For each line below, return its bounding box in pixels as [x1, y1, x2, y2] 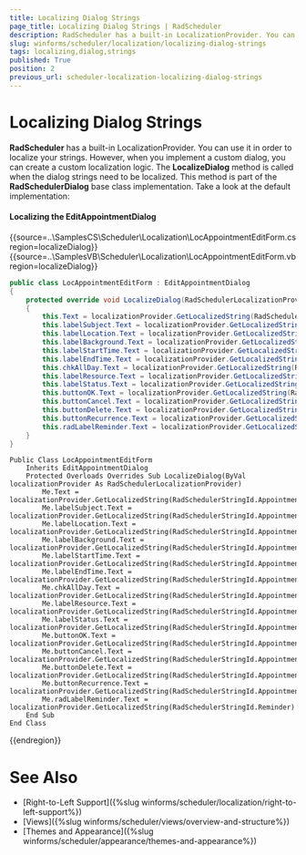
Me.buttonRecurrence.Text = [42, 679, 148, 688]
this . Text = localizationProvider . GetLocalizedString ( [42, 312, 255, 322]
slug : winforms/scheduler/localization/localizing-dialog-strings [9, 38, 267, 48]
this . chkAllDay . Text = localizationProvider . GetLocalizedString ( [42, 363, 296, 372]
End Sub [25, 711, 55, 720]
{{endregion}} [9, 735, 62, 746]
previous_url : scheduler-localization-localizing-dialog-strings [9, 73, 262, 82]
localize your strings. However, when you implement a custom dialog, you [9, 151, 286, 162]
